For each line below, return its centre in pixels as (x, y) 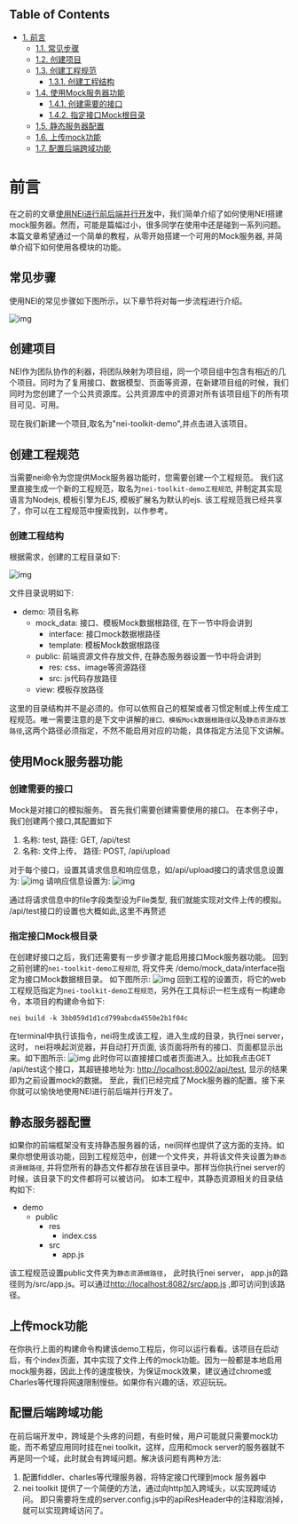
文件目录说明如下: (42, 593)
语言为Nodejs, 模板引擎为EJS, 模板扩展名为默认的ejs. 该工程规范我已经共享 (146, 500)
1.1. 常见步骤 (57, 48)
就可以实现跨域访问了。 (65, 1510)
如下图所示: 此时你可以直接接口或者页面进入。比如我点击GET (148, 1058)
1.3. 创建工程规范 (66, 70)
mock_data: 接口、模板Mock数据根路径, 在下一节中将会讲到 (144, 623)
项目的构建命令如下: (69, 1002)
